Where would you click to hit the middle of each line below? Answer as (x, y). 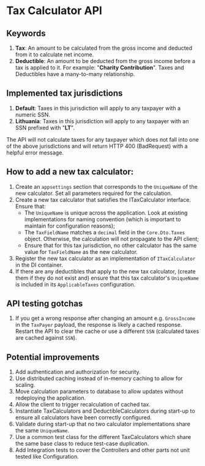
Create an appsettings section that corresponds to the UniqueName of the (106, 186)
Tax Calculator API (54, 11)
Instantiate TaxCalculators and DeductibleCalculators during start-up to (105, 411)
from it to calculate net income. (54, 55)
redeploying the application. (50, 398)
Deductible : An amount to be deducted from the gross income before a (105, 61)
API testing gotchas (45, 304)
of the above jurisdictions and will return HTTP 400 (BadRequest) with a (97, 146)
